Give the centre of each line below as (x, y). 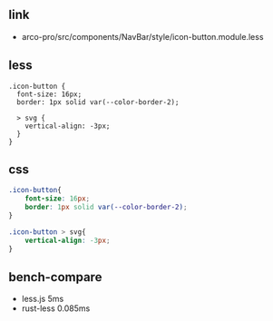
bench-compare (55, 277)
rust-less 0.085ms (56, 308)
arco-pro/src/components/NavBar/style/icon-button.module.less (142, 36)
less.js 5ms (43, 299)
